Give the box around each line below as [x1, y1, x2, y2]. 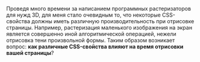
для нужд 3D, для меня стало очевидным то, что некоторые [6, 11, 161, 18]
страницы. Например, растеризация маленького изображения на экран [6, 24, 193, 31]
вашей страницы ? [6, 49, 54, 56]
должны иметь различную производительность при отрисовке [31, 18, 195, 24]
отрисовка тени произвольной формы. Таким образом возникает [6, 37, 175, 44]
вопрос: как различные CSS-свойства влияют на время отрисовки [6, 43, 184, 50]
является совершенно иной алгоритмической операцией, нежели [6, 30, 177, 38]
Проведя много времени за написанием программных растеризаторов [6, 5, 192, 12]
